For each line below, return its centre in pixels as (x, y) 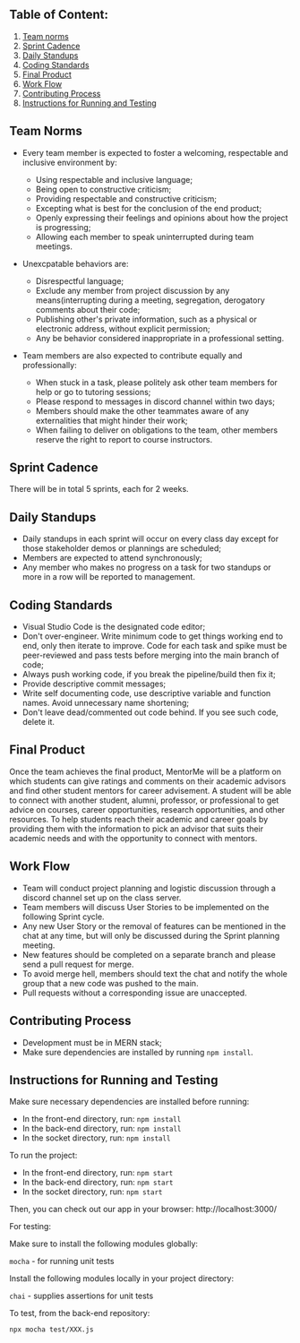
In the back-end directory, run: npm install (102, 1129)
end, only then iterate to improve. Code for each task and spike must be (154, 646)
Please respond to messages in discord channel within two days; (155, 401)
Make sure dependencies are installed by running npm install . (137, 1052)
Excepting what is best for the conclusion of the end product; (149, 208)
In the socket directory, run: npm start (92, 1192)
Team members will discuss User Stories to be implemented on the (146, 907)
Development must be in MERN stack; (92, 1042)
